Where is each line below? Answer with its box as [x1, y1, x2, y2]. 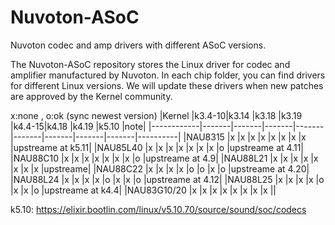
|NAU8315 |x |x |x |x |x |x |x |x [183, 131, 307, 143]
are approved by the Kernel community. [10, 90, 173, 102]
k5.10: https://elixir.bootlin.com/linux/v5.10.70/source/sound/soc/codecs [10, 203, 307, 215]
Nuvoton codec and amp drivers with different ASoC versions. [10, 39, 267, 51]
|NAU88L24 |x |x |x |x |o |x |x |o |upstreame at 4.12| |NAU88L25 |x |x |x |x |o [10, 173, 325, 185]
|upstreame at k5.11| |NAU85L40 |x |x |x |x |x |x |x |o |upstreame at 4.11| [10, 141, 305, 153]
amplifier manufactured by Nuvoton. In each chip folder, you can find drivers [10, 69, 326, 81]
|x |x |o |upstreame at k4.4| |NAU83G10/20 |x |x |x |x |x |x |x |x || [10, 184, 277, 196]
